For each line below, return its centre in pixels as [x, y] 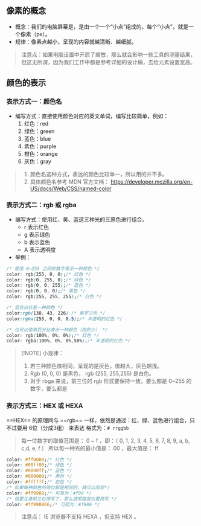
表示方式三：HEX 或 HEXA [45, 406]
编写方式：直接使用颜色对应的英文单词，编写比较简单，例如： [92, 116]
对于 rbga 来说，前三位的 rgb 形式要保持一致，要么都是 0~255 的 [111, 381]
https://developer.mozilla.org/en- [152, 181]
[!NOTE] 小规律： [43, 353]
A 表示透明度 [40, 249]
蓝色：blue [37, 138]
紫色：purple [40, 146]
